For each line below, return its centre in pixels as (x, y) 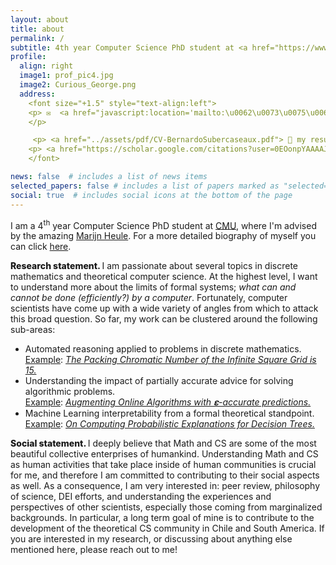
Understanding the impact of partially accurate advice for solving (159, 381)
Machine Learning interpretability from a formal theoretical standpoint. (169, 413)
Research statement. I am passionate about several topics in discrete (154, 266)
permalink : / (37, 38)
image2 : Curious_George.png (78, 85)
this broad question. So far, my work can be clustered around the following (164, 319)
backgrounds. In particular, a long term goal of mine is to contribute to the (162, 518)
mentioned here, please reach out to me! (94, 550)
